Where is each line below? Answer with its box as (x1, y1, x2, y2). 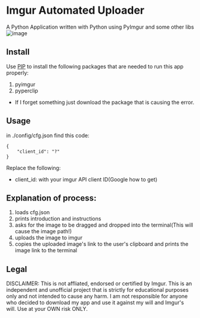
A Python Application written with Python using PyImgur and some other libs (6, 23, 194, 30)
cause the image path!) (14, 228, 72, 235)
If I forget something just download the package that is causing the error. (14, 98, 195, 106)
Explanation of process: (6, 193, 97, 203)
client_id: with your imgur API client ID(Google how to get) (14, 175, 158, 183)
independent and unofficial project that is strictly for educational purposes (6, 286, 189, 294)
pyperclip (14, 87, 39, 94)
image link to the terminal (14, 247, 78, 254)
